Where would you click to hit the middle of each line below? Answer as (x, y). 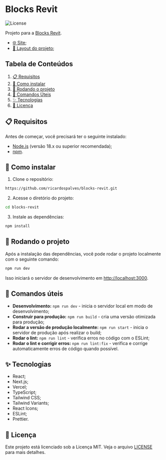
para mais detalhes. (25, 452)
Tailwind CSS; (27, 398)
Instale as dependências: (38, 217)
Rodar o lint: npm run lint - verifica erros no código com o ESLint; (81, 338)
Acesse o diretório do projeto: (43, 198)
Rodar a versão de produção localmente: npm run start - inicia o (80, 327)
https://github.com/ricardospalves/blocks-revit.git (61, 189)
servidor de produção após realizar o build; (57, 332)
